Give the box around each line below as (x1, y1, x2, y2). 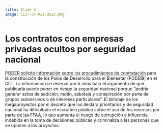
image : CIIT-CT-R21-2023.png (5, 12, 65, 17)
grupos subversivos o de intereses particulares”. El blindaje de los (5, 97, 138, 102)
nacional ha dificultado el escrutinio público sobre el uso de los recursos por (5, 107, 160, 113)
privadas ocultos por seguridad (5, 43, 136, 55)
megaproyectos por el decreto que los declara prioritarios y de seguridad (5, 101, 154, 107)
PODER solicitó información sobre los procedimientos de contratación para (5, 70, 157, 76)
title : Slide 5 (5, 7, 36, 12)
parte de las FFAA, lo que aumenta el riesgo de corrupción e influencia (5, 112, 148, 118)
